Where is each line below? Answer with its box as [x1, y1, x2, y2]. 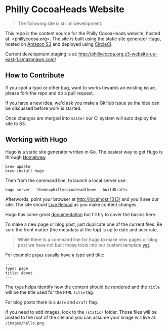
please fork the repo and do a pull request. [5, 90, 95, 96]
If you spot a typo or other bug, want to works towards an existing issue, [5, 84, 156, 91]
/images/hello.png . [5, 319, 46, 326]
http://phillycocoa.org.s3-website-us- [78, 51, 157, 57]
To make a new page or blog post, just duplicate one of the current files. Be [5, 221, 163, 227]
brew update [5, 164, 30, 169]
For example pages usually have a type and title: [5, 252, 105, 258]
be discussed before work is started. [5, 105, 82, 111]
